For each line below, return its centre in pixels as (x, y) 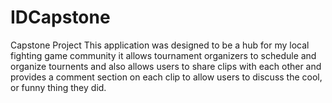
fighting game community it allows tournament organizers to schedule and (163, 55)
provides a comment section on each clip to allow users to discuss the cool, (166, 77)
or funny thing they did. (58, 87)
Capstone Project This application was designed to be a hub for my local (160, 45)
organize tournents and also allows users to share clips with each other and (166, 66)
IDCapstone (60, 17)
